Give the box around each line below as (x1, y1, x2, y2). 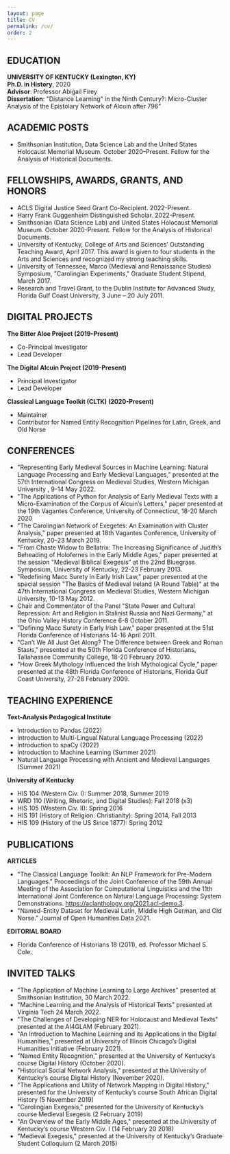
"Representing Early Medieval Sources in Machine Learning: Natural (16, 463, 209, 471)
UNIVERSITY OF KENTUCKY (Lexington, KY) (7, 73, 136, 81)
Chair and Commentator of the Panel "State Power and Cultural (16, 602, 195, 610)
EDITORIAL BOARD (7, 927, 62, 935)
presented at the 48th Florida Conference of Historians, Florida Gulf (16, 668, 209, 676)
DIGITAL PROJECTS (7, 311, 93, 323)
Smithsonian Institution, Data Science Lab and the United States (16, 140, 197, 148)
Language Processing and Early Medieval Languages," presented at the (16, 471, 219, 479)
